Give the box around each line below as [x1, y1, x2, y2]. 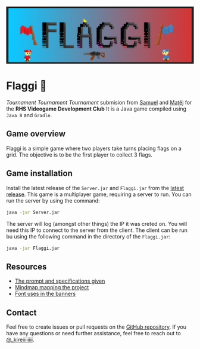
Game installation [6, 169, 73, 179]
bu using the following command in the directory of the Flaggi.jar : [6, 232, 171, 240]
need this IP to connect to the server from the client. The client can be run [6, 226, 187, 234]
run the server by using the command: [6, 197, 100, 204]
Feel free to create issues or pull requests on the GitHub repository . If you [6, 323, 186, 330]
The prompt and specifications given [14, 277, 105, 284]
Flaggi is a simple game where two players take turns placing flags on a [6, 145, 182, 152]
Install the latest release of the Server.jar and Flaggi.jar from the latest [6, 184, 185, 191]
